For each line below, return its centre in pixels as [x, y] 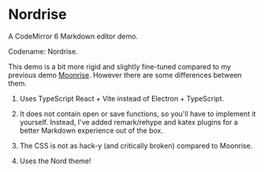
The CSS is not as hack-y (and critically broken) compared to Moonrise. [136, 145]
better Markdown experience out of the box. [91, 130]
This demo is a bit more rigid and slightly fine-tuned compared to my [119, 66]
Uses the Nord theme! [56, 161]
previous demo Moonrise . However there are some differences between [125, 75]
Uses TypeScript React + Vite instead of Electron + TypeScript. [122, 98]
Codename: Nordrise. [43, 51]
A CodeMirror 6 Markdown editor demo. [73, 36]
